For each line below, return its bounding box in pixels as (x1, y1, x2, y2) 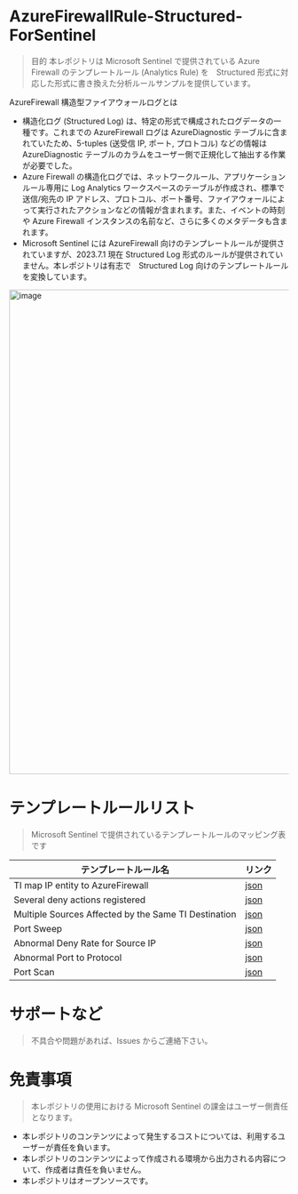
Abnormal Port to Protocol (13, 951, 122, 964)
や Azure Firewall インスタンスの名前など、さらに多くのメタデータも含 (21, 215, 280, 226)
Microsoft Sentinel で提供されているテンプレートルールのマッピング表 (30, 829, 286, 839)
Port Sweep (13, 922, 63, 934)
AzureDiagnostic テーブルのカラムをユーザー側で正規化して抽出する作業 (21, 148, 286, 159)
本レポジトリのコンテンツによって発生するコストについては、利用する (21, 1131, 278, 1142)
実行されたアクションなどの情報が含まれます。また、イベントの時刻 (37, 204, 286, 215)
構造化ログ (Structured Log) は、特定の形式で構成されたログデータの (21, 116, 274, 126)
